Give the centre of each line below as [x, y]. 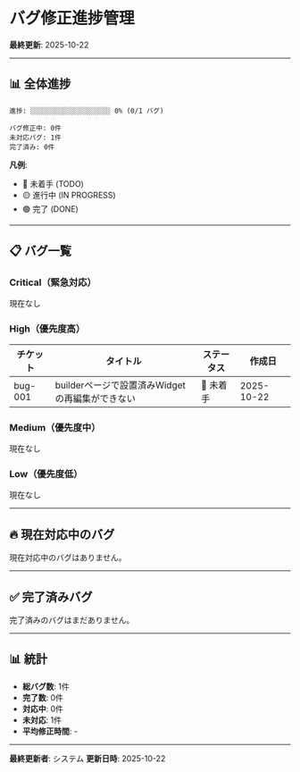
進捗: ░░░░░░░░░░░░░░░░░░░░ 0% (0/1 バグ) [87, 111]
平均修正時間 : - [50, 731]
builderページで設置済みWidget [120, 385]
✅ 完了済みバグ [51, 596]
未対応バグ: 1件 [35, 138]
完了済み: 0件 [32, 147]
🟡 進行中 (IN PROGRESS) [69, 195]
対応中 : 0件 [43, 709]
